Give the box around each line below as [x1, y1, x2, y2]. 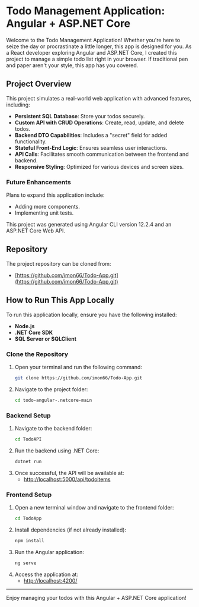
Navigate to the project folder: [14, 385, 88, 393]
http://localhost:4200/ [23, 577, 78, 584]
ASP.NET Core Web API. [6, 227, 65, 234]
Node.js [14, 322, 35, 329]
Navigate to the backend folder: [14, 425, 92, 432]
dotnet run [14, 458, 42, 464]
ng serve [14, 560, 37, 566]
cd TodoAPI [14, 436, 42, 442]
